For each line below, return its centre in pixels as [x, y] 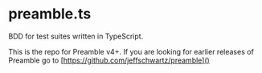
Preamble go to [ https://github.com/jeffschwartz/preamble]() [109, 60]
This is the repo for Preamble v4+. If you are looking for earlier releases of [131, 51]
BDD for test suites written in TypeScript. [76, 36]
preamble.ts [50, 14]
